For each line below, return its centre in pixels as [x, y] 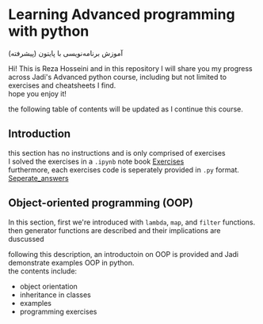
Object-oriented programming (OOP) [101, 203]
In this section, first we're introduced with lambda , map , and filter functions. [132, 222]
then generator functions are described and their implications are [114, 230]
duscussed [27, 239]
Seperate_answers [38, 178]
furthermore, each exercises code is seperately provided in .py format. [124, 170]
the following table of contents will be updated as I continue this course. [126, 109]
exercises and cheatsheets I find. [62, 85]
